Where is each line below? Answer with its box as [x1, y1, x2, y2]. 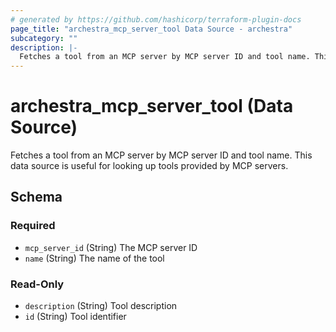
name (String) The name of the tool [24, 252, 165, 264]
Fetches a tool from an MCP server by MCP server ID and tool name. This [10, 149, 313, 161]
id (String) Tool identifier [24, 311, 127, 323]
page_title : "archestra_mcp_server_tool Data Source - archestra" [10, 24, 293, 34]
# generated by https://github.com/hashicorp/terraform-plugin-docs [10, 14, 302, 25]
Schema [10, 189, 63, 206]
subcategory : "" [10, 33, 78, 43]
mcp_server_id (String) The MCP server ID [24, 241, 198, 253]
